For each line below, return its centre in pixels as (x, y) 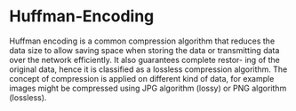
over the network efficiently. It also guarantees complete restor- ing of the (144, 59)
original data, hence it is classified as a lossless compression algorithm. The (148, 69)
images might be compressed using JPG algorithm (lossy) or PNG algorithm (148, 88)
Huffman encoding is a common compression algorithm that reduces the (142, 41)
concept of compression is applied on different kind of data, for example (142, 78)
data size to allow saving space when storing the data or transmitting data (144, 50)
